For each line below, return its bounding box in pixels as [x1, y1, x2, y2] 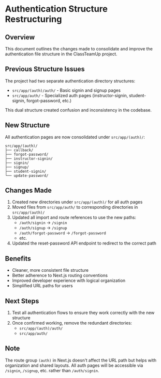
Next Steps [5, 297, 39, 305]
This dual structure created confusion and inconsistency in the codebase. [5, 107, 152, 113]
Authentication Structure [5, 3, 108, 15]
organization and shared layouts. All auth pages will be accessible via [5, 362, 144, 368]
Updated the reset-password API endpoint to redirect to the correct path [12, 240, 157, 246]
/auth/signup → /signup [19, 225, 67, 231]
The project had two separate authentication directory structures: [5, 78, 135, 83]
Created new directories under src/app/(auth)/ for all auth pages [12, 199, 143, 205]
